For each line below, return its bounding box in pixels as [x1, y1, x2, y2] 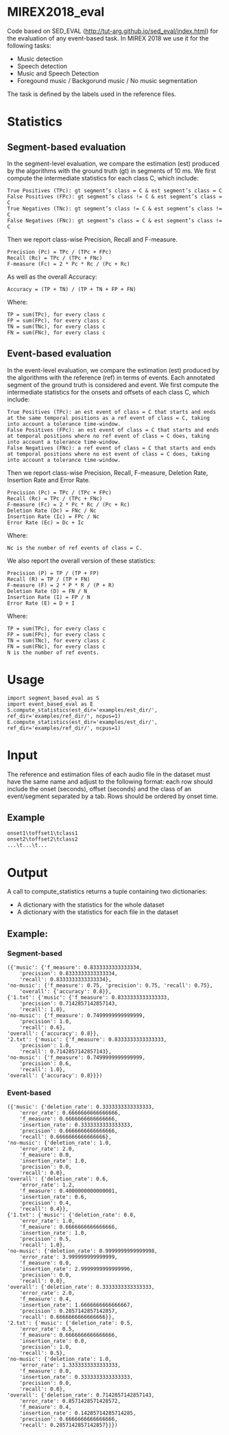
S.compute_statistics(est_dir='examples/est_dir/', [7, 706, 158, 714]
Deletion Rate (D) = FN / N [7, 587, 88, 594]
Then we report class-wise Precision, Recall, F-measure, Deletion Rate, [7, 468, 208, 477]
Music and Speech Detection [16, 69, 99, 78]
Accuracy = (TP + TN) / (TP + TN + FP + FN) [7, 285, 136, 292]
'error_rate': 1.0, [19, 1217, 75, 1225]
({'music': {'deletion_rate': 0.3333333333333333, [7, 1104, 155, 1110]
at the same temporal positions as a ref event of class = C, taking [7, 415, 210, 421]
